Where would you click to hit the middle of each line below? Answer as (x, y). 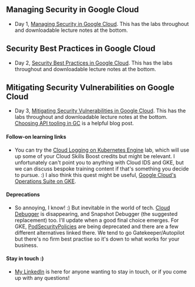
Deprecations (23, 195)
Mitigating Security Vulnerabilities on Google (90, 88)
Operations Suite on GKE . (45, 181)
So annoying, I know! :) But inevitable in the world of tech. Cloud (92, 208)
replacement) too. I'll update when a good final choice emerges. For (97, 220)
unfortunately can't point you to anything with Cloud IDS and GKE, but (99, 162)
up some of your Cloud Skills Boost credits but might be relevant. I (95, 156)
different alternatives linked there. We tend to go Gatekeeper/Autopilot (100, 232)
